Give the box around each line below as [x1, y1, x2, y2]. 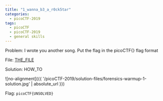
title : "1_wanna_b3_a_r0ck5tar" [5, 7, 71, 12]
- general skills [9, 34, 45, 39]
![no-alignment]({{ [5, 76, 42, 82]
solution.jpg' [5, 81, 30, 86]
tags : [5, 20, 16, 26]
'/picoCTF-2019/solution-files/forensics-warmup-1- [43, 76, 147, 82]
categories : [5, 12, 29, 17]
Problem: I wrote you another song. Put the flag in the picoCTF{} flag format [5, 47, 158, 53]
